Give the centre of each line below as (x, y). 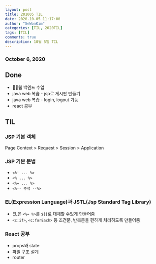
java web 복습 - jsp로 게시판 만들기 (46, 94)
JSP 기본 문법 (20, 162)
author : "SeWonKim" (25, 23)
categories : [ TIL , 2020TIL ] (34, 28)
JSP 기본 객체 (20, 137)
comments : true (21, 38)
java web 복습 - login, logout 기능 (45, 100)
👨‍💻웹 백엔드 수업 (28, 87)
